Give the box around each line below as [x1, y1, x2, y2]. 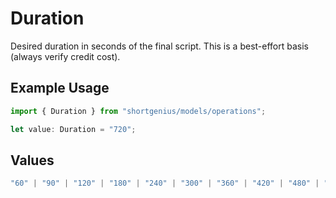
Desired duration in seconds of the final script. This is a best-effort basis [10, 40, 309, 52]
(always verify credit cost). [10, 50, 121, 62]
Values [10, 152, 55, 169]
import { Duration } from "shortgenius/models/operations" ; [10, 106, 267, 116]
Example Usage [10, 80, 110, 97]
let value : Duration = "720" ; [10, 124, 137, 134]
